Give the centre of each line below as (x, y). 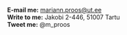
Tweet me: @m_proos (39, 24)
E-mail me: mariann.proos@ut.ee (55, 10)
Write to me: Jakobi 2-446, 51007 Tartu (64, 17)
